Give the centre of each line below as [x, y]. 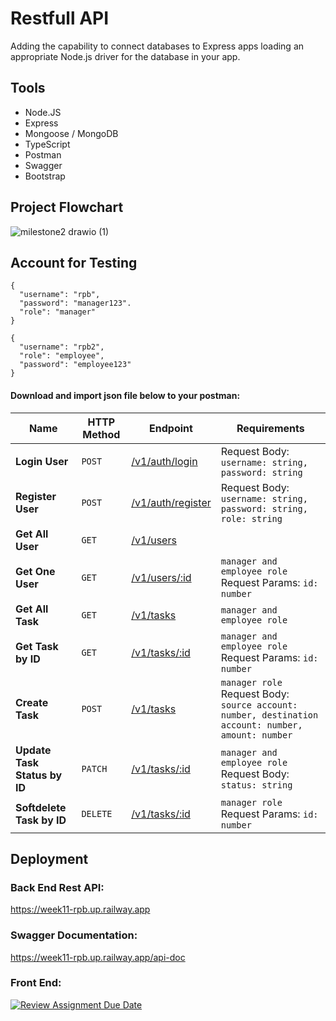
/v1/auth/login [164, 461]
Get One [35, 571]
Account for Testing [74, 262]
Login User [42, 461]
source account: [259, 705]
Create [32, 702]
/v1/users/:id [161, 577]
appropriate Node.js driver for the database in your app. [125, 56]
